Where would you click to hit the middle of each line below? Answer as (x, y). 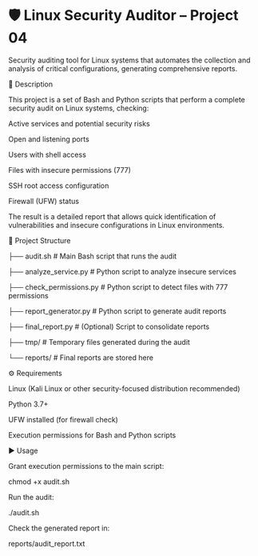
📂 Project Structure (40, 240)
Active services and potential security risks (79, 123)
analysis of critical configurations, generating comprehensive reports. (123, 68)
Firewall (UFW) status (44, 201)
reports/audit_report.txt (47, 543)
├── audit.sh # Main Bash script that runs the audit (93, 256)
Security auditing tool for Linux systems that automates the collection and (129, 60)
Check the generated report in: (59, 528)
